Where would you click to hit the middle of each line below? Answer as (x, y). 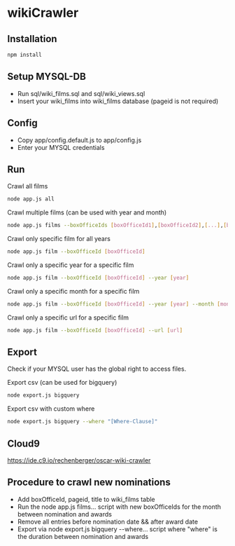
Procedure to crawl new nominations (89, 483)
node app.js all (31, 199)
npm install (24, 55)
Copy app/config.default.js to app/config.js (79, 140)
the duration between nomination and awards (83, 536)
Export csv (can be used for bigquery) (62, 383)
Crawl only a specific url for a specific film (68, 318)
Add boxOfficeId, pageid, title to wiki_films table (86, 499)
